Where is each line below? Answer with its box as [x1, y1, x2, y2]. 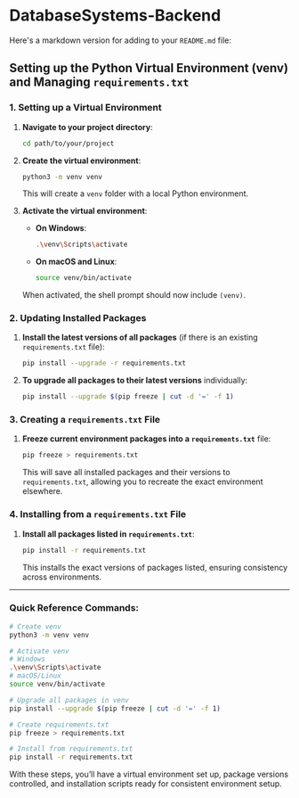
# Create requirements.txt [9, 720, 109, 729]
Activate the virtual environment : [21, 206, 148, 217]
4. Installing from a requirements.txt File [9, 508, 187, 521]
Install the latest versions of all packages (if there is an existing [21, 332, 258, 343]
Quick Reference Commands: [9, 602, 140, 614]
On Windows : [35, 223, 87, 234]
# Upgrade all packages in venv [9, 695, 129, 704]
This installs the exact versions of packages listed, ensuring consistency [21, 562, 288, 572]
